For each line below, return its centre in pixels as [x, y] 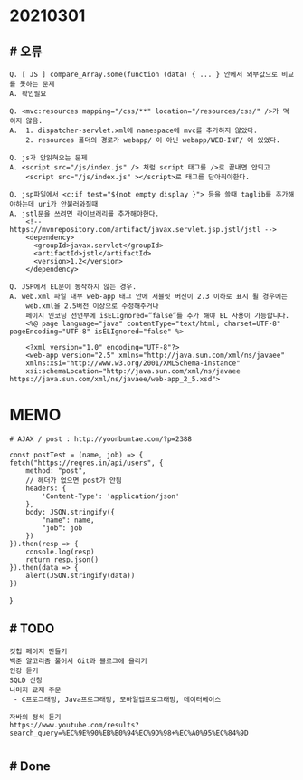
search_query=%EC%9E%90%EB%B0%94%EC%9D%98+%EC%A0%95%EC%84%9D [129, 733]
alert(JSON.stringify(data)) [80, 575]
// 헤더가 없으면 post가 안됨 [74, 480]
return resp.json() [62, 559]
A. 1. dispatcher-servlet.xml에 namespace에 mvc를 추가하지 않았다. [133, 130]
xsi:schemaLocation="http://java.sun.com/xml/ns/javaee [133, 371]
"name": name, [68, 520]
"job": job [62, 528]
